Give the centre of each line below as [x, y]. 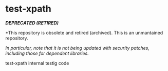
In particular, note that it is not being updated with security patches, [78, 48]
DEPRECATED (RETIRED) [32, 23]
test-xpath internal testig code [37, 63]
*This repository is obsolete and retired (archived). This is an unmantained [84, 32]
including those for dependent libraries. [47, 53]
